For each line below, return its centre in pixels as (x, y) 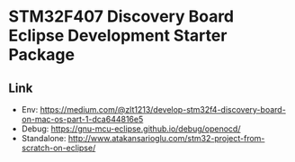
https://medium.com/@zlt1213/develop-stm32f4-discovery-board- (163, 109)
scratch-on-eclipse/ (58, 148)
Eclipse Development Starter (118, 36)
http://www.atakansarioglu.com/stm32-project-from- (166, 138)
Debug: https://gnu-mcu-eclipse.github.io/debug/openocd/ (131, 129)
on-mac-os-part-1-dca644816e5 (82, 119)
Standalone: (44, 138)
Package (42, 55)
